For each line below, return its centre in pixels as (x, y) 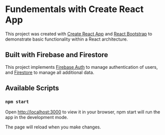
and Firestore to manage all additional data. (50, 72)
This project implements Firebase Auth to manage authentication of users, (81, 67)
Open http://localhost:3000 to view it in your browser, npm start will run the (83, 112)
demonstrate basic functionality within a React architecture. (67, 39)
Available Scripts (32, 88)
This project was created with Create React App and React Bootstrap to (79, 34)
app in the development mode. (37, 117)
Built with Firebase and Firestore (57, 55)
